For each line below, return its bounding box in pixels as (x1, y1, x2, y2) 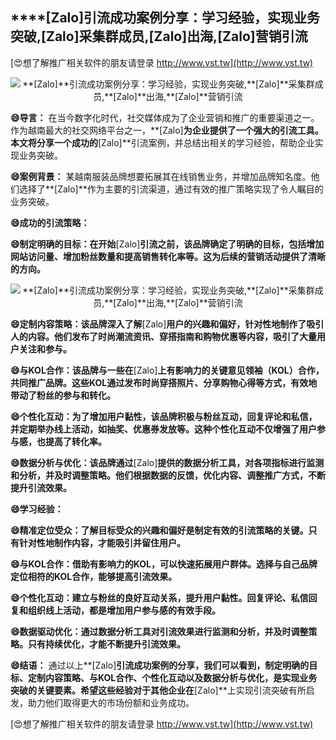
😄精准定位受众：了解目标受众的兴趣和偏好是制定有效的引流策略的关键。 (10, 524, 309, 536)
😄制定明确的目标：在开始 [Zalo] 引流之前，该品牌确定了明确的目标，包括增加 (10, 238, 325, 250)
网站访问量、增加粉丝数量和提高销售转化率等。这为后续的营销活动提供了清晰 (10, 250, 326, 262)
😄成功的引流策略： (10, 216, 90, 228)
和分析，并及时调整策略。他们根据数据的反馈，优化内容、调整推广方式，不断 (10, 469, 326, 481)
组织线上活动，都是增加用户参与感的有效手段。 (27, 604, 221, 616)
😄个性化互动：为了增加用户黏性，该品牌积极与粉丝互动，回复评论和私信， (10, 410, 318, 422)
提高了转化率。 (44, 435, 107, 447)
